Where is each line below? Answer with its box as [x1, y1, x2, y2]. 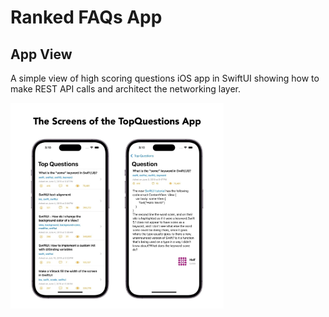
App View [10, 46, 73, 63]
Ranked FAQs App [10, 6, 163, 29]
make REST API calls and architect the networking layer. [10, 83, 242, 95]
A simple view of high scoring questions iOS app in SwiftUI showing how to [10, 72, 320, 84]
